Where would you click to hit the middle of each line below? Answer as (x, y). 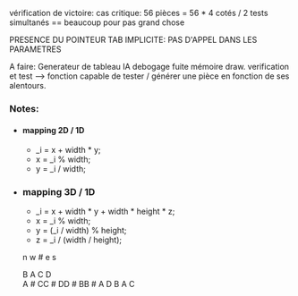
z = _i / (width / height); (79, 240)
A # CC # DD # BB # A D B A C (78, 284)
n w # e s (39, 258)
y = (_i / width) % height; (81, 231)
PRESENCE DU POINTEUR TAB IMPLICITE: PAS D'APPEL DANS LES (133, 40)
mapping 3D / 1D (59, 192)
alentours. (28, 85)
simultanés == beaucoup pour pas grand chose (97, 22)
